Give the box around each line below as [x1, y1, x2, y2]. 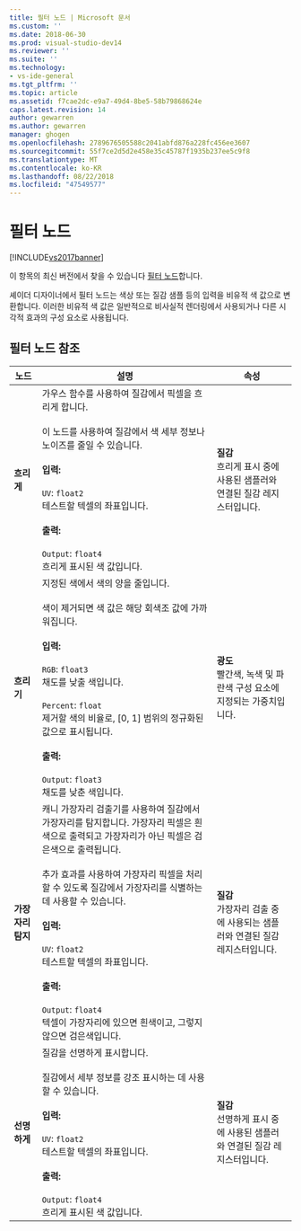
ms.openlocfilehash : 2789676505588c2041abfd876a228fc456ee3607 [9, 138, 251, 147]
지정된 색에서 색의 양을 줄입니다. [41, 577, 170, 589]
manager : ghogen [9, 130, 70, 139]
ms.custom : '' [9, 22, 63, 31]
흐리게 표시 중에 [216, 460, 279, 473]
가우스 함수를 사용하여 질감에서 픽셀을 [41, 387, 193, 400]
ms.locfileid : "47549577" [9, 181, 106, 190]
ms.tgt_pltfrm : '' [9, 80, 78, 89]
